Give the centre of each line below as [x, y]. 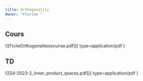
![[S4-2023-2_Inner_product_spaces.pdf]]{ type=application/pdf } [72, 73]
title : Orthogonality [27, 10]
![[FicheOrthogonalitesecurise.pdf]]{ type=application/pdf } [65, 46]
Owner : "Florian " [24, 14]
